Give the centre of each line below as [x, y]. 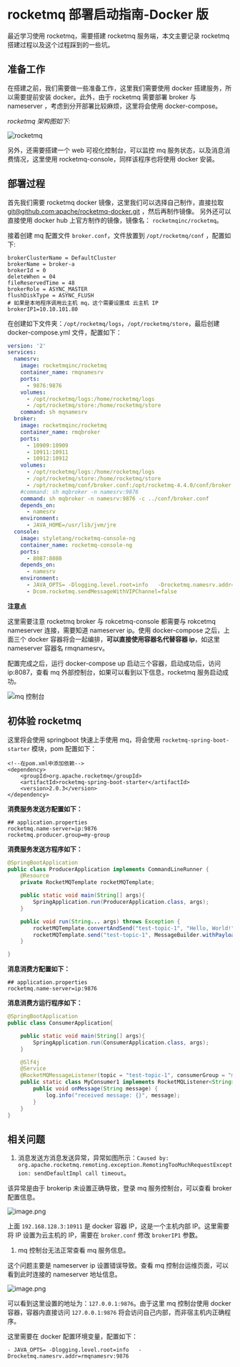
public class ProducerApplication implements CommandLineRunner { [108, 869]
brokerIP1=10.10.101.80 [43, 309]
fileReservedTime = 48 [41, 283]
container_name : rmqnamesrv [62, 372]
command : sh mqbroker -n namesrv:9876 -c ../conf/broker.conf [115, 498]
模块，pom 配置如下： [64, 748]
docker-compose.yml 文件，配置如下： [65, 332]
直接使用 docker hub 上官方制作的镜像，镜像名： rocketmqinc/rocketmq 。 [115, 220]
